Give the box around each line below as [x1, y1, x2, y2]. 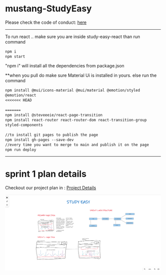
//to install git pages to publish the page [5, 132, 98, 137]
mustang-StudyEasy [5, 3, 92, 14]
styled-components [5, 122, 43, 127]
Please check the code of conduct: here [5, 19, 87, 25]
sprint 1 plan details [5, 168, 86, 180]
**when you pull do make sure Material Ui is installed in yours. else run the [5, 72, 157, 78]
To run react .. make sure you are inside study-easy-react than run [5, 33, 140, 40]
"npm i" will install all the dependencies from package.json [5, 62, 124, 68]
